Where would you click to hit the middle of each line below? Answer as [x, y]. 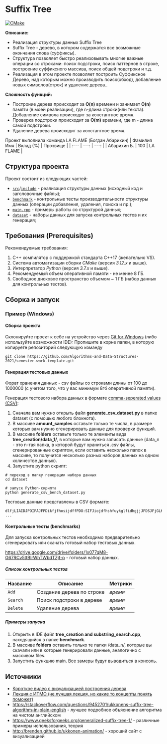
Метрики [121, 584]
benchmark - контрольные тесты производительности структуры [80, 199]
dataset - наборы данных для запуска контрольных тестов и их [80, 215]
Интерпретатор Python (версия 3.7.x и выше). [61, 268]
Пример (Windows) [30, 314]
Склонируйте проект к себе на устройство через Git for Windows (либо [81, 337]
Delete [15, 608]
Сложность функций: [29, 94]
